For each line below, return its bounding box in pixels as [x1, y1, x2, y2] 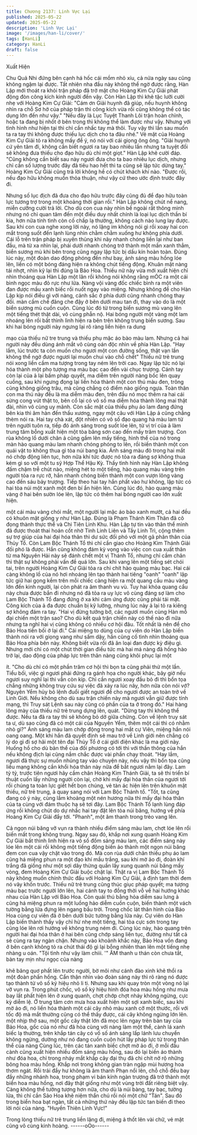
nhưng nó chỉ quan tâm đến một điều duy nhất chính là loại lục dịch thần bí [6, 210, 187, 217]
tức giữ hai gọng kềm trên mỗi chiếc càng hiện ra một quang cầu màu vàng [6, 577, 188, 584]
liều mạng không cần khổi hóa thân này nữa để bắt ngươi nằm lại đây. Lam [6, 763, 186, 770]
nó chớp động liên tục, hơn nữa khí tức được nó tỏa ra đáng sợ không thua [6, 453, 186, 460]
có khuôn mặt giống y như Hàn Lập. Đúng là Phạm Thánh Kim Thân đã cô [6, 514, 184, 521]
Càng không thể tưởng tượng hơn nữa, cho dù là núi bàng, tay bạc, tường [6, 1086, 182, 1093]
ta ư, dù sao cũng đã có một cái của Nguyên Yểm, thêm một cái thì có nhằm [6, 719, 190, 726]
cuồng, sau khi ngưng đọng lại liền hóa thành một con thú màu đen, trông [6, 378, 184, 385]
